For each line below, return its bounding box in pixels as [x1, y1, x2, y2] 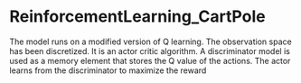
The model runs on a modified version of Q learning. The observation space [9, 36, 292, 47]
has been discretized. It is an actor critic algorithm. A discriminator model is [9, 45, 291, 56]
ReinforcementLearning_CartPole [9, 6, 266, 27]
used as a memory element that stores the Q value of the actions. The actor [9, 55, 291, 66]
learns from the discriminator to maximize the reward [9, 65, 207, 76]
